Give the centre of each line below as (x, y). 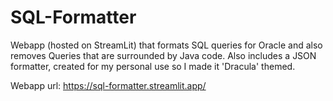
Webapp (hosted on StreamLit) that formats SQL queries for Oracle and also (166, 45)
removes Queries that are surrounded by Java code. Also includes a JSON (163, 55)
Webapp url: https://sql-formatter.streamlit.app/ (108, 85)
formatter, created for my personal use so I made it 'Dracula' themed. (153, 66)
